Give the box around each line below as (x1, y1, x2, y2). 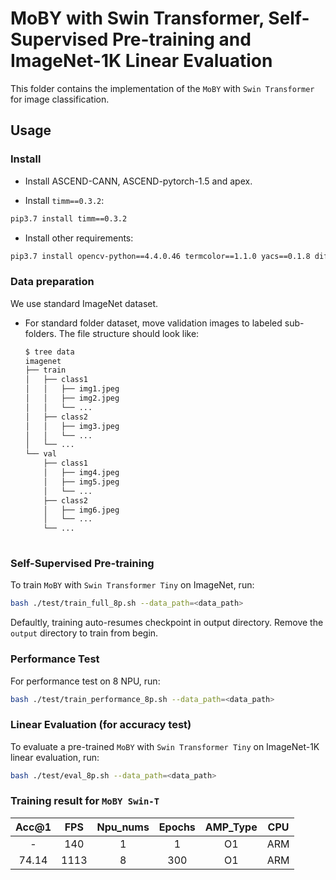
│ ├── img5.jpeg (43, 477, 120, 487)
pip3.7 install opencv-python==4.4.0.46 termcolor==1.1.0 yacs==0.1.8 (10, 251, 311, 261)
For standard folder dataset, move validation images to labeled (24, 317, 283, 329)
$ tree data (24, 347, 75, 357)
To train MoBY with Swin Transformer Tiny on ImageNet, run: (10, 579, 255, 591)
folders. (24, 327, 57, 339)
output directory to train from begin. (10, 627, 159, 639)
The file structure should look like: (58, 327, 200, 339)
